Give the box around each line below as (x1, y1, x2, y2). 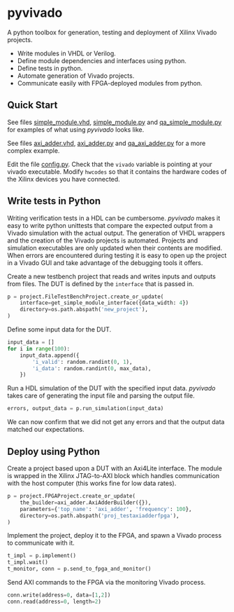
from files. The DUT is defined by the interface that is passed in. (7, 279, 194, 288)
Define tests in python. (17, 64, 83, 72)
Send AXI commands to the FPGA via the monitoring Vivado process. (7, 578, 206, 586)
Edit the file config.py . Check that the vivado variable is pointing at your (7, 160, 213, 168)
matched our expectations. (7, 426, 85, 434)
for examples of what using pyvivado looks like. (7, 125, 145, 134)
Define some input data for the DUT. (7, 325, 112, 334)
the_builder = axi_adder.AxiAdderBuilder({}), (20, 499, 152, 506)
